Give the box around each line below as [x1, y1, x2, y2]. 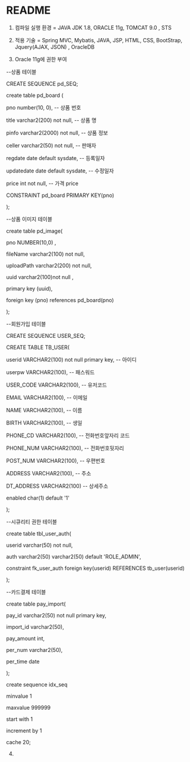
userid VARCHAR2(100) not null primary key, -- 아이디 [6, 356, 137, 363]
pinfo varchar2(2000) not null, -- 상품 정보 [6, 129, 108, 136]
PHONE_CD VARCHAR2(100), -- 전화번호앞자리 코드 [6, 432, 130, 439]
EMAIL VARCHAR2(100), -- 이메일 [6, 394, 88, 401]
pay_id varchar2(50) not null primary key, [6, 612, 107, 619]
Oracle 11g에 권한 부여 [14, 55, 67, 62]
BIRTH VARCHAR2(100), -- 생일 [6, 419, 83, 426]
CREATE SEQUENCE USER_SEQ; [6, 332, 86, 339]
